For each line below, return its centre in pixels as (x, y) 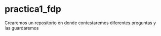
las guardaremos (22, 28)
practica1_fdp (33, 9)
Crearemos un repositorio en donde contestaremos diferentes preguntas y (80, 23)
